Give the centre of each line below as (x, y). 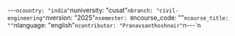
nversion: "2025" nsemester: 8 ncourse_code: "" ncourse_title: (137, 18)
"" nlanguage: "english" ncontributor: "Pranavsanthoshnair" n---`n (104, 25)
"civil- (167, 11)
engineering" (27, 18)
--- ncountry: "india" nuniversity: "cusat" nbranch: (80, 10)
